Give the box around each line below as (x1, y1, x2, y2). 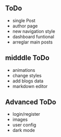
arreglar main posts (12, 39, 53, 45)
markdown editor (12, 83, 48, 89)
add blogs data (12, 78, 43, 84)
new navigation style (12, 28, 55, 34)
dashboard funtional (12, 33, 54, 39)
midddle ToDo (5, 54, 50, 62)
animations (12, 67, 35, 73)
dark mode (12, 127, 35, 133)
